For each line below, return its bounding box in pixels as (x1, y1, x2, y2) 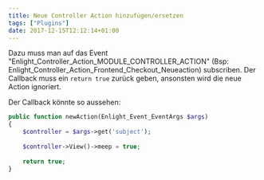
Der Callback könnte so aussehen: (8, 97, 121, 108)
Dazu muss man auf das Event (8, 49, 108, 58)
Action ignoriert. (8, 82, 61, 92)
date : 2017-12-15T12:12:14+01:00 (8, 26, 120, 34)
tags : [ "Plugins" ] (8, 19, 69, 27)
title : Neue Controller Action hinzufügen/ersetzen (8, 11, 183, 20)
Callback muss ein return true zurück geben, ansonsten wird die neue (8, 73, 242, 84)
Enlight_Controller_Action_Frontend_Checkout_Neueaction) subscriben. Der (8, 65, 257, 75)
